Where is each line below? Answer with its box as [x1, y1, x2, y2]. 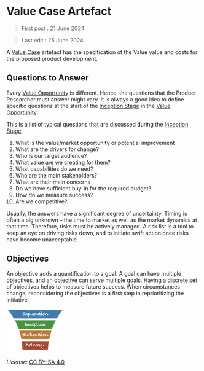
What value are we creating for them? [15, 158, 111, 166]
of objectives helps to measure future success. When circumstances [6, 283, 180, 290]
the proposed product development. [6, 55, 98, 62]
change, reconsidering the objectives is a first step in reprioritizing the [6, 289, 184, 297]
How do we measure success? [15, 191, 93, 198]
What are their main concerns [15, 178, 91, 185]
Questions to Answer [6, 72, 89, 84]
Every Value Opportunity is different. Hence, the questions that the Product [6, 89, 197, 96]
